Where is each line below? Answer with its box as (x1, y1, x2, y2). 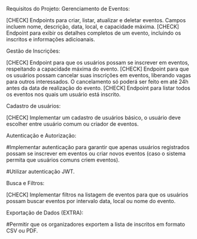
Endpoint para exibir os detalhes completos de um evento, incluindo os (6, 29, 181, 37)
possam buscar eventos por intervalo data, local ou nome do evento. (6, 198, 176, 204)
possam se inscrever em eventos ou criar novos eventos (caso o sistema (6, 150, 186, 157)
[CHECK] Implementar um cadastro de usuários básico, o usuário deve (6, 114, 181, 121)
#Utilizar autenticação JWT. (6, 168, 75, 175)
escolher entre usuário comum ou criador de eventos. (6, 120, 139, 128)
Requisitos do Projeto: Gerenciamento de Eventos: (6, 5, 130, 12)
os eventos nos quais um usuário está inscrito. (6, 91, 121, 98)
